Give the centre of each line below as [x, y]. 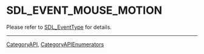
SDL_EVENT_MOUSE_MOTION [84, 10]
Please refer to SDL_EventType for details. [59, 27]
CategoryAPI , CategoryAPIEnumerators [55, 44]
